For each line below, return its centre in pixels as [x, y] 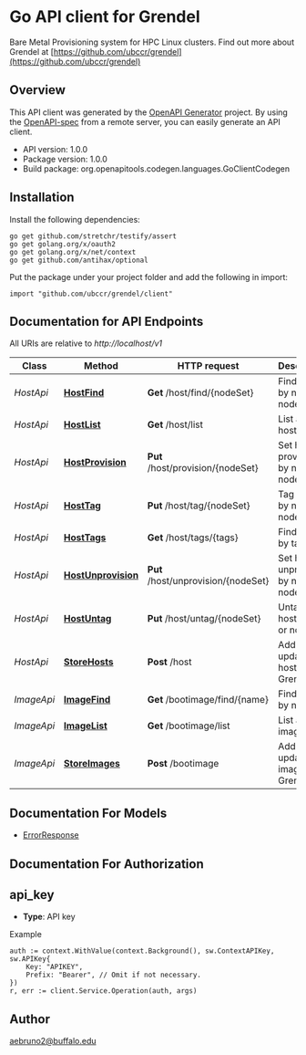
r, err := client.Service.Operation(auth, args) [103, 991]
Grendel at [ [32, 51]
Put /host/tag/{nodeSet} [199, 506]
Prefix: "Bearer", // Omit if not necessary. [114, 975]
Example [26, 935]
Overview [38, 90]
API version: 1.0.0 [55, 149]
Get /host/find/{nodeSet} [200, 392]
